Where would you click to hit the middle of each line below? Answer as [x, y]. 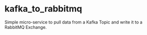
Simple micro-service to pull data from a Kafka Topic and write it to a [73, 22]
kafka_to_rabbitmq [43, 9]
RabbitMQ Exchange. [26, 27]
